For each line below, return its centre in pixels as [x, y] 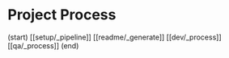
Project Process [62, 15]
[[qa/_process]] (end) [43, 45]
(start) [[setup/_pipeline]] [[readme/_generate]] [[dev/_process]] [114, 37]
